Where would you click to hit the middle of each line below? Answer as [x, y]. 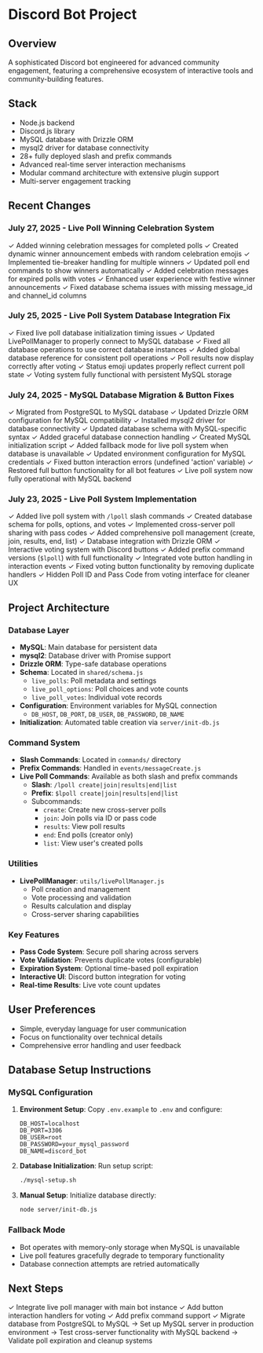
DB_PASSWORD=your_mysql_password [74, 1145]
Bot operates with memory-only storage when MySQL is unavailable [130, 1247]
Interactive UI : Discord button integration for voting [102, 977]
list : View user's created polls [93, 843]
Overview [33, 44]
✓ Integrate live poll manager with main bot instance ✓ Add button [116, 1307]
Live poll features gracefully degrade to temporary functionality [122, 1256]
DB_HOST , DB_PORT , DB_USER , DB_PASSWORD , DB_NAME [108, 714]
